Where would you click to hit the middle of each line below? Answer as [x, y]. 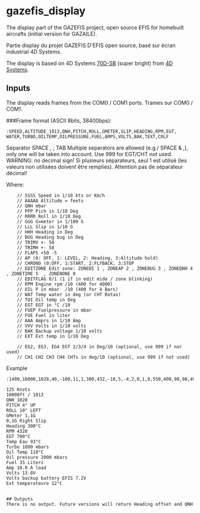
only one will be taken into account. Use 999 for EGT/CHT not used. [89, 154]
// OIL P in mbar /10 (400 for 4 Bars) [68, 289]
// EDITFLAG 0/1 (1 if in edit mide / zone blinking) [85, 279]
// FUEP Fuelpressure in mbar [54, 310]
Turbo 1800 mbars [28, 447]
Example [17, 368]
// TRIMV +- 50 [36, 242]
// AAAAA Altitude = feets [50, 201]
